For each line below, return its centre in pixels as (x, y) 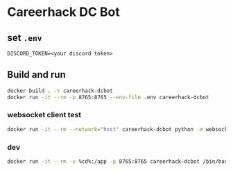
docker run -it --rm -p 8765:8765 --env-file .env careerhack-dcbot (108, 97)
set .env (25, 38)
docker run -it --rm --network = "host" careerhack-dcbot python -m (105, 129)
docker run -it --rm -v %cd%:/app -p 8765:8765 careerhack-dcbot (103, 162)
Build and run (36, 75)
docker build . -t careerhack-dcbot (60, 91)
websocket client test (44, 115)
